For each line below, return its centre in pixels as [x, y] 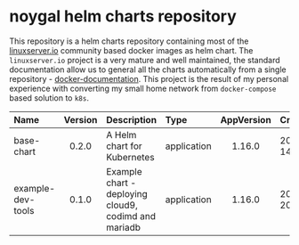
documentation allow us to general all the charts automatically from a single [148, 69]
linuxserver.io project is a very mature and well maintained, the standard [145, 60]
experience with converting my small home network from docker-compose [143, 88]
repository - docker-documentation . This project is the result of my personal [149, 78]
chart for [124, 146]
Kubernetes [130, 157]
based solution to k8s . [49, 98]
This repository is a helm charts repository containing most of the [129, 41]
